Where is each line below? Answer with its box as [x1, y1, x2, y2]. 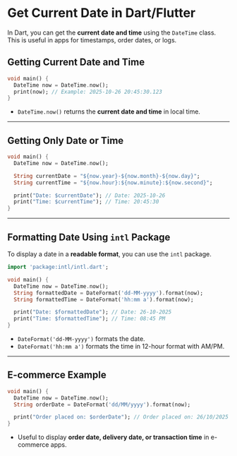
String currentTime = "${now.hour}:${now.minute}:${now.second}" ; [13, 179, 213, 186]
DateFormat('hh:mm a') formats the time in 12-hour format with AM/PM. [17, 342, 225, 350]
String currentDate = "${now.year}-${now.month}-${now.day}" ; [13, 172, 200, 179]
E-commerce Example [7, 369, 107, 381]
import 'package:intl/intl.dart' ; [7, 263, 109, 270]
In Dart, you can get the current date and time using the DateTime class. [7, 28, 217, 37]
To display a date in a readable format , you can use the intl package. [7, 250, 212, 258]
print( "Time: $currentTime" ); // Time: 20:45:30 [13, 198, 159, 205]
